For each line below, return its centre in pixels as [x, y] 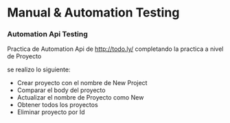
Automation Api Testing [47, 34]
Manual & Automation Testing [93, 13]
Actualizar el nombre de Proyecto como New [80, 98]
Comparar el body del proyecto [61, 90]
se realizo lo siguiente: [39, 69]
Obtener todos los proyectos [57, 105]
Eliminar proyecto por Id [51, 112]
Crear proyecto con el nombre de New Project [82, 83]
